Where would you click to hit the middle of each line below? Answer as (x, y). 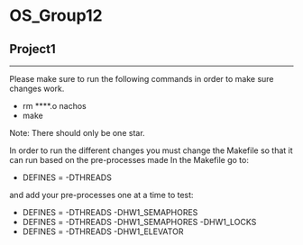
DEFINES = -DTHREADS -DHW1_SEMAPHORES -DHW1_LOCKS (139, 222)
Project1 (32, 49)
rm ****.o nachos (55, 106)
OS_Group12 (56, 16)
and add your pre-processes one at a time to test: (101, 195)
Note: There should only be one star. (78, 133)
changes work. (37, 88)
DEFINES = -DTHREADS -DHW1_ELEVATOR (103, 231)
